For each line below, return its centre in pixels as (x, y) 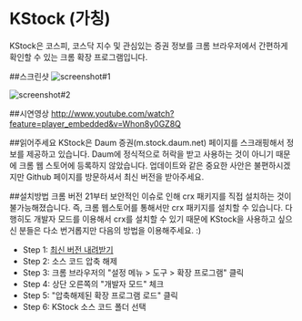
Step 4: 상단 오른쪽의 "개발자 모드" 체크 (93, 284)
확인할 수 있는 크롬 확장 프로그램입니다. (79, 57)
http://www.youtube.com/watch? (113, 113)
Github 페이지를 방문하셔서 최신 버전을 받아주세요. (115, 176)
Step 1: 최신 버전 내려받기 (68, 249)
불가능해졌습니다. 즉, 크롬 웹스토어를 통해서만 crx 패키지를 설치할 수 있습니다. (146, 207)
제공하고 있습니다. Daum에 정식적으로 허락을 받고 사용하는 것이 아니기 (150, 154)
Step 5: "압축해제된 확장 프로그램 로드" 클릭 (101, 295)
